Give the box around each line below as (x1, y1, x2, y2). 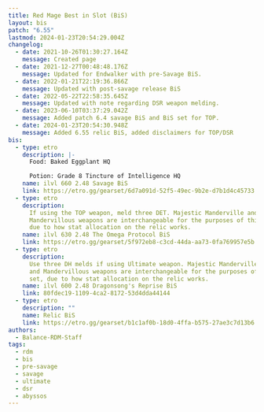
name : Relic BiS (22, 311, 76, 319)
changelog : (8, 41, 44, 49)
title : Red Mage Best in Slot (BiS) (8, 11, 128, 20)
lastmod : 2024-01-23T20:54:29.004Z (8, 33, 125, 42)
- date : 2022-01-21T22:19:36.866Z (15, 77, 128, 85)
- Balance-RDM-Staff (15, 333, 82, 341)
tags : (8, 340, 26, 349)
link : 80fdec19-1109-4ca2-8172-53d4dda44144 (22, 289, 170, 298)
